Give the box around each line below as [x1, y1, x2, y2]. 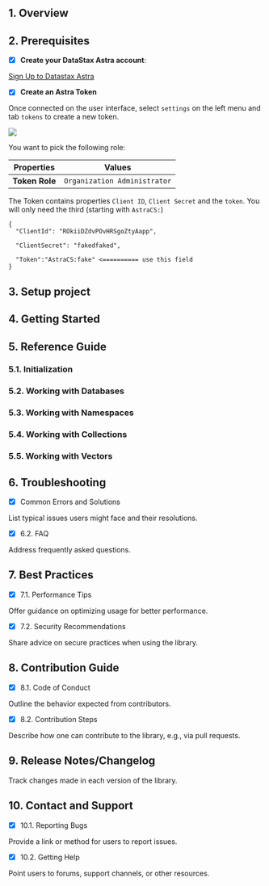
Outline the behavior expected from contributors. [8, 699, 171, 708]
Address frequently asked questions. [8, 545, 131, 555]
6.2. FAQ [19, 528, 49, 538]
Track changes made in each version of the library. [8, 775, 178, 785]
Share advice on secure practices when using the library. [8, 637, 199, 647]
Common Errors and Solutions [19, 497, 121, 506]
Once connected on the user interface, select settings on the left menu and [8, 103, 261, 113]
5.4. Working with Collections [8, 429, 128, 440]
